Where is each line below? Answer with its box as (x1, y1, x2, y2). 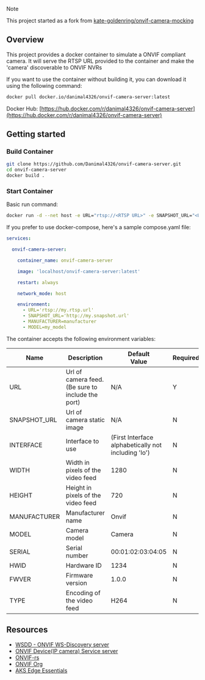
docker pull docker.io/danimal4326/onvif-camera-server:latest (6, 94, 171, 100)
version (66, 579, 87, 587)
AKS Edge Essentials (15, 667, 68, 674)
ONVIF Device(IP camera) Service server (15, 647, 118, 654)
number (66, 551, 88, 560)
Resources (6, 625, 48, 635)
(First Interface (110, 433, 154, 442)
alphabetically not (110, 440, 162, 449)
